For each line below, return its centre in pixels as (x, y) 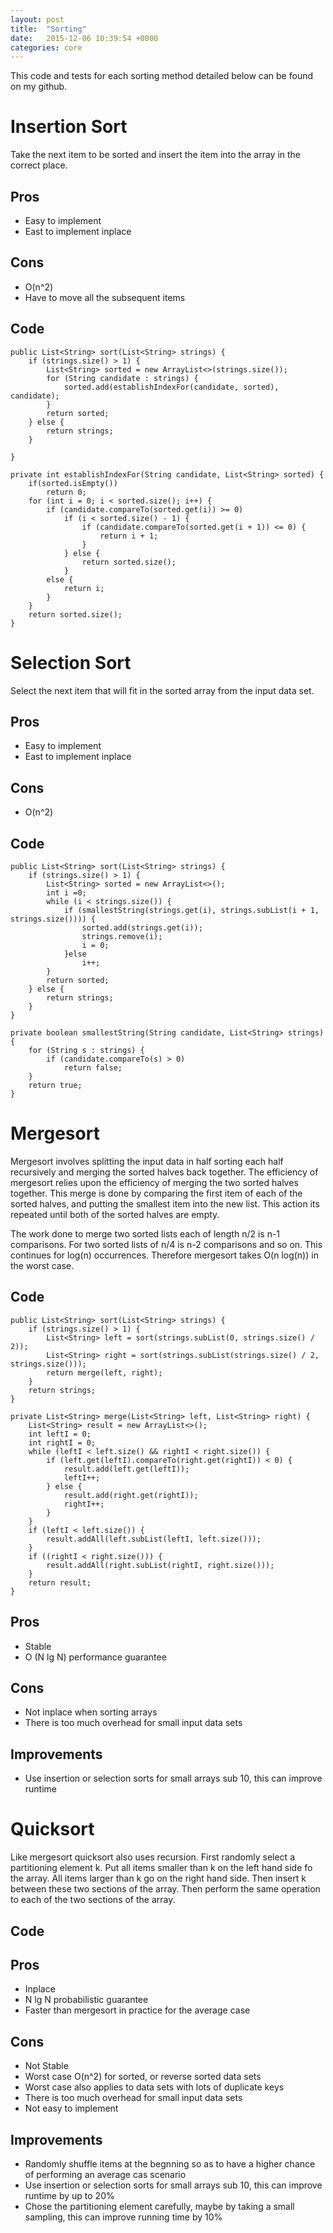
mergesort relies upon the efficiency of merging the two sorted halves (154, 1182)
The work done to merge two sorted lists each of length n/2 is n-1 (145, 1233)
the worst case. (42, 1265)
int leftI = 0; (60, 1434)
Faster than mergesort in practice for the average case (137, 2010)
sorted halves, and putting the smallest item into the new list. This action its (165, 1203)
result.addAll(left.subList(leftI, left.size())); (154, 1539)
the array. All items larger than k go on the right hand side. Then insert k (158, 1878)
